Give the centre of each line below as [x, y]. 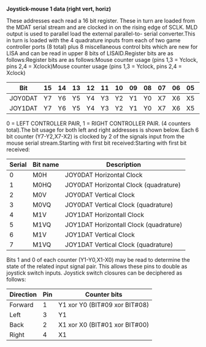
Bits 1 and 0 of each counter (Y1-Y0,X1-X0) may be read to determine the [98, 260]
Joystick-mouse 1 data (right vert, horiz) [59, 9]
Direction [23, 295]
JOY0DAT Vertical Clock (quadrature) [119, 205]
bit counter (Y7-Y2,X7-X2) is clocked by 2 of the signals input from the [96, 136]
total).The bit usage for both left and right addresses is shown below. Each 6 [103, 130]
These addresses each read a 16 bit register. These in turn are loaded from [101, 21]
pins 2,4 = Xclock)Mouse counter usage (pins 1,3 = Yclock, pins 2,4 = [94, 66]
